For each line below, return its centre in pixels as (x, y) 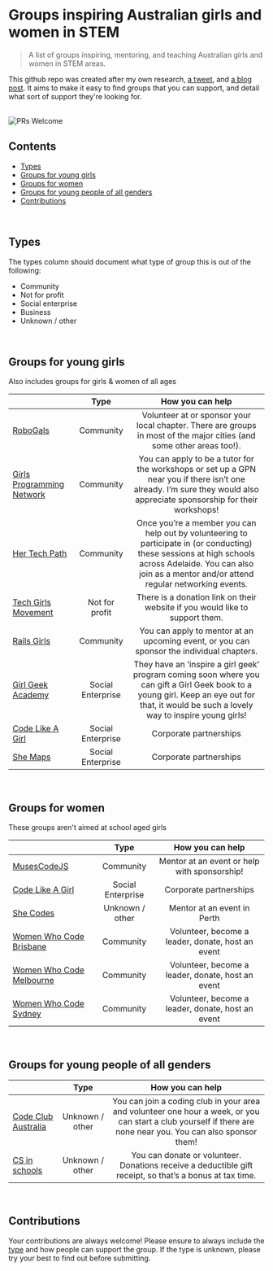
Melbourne (33, 981)
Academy (31, 695)
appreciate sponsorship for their (197, 500)
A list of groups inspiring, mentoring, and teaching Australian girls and (145, 55)
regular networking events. (196, 584)
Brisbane (30, 947)
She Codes (34, 913)
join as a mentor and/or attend (197, 574)
